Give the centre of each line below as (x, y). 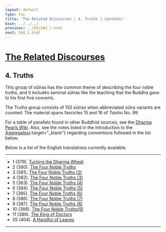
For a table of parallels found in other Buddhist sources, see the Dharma (79, 122)
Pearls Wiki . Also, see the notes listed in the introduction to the (69, 127)
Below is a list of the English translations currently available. (66, 147)
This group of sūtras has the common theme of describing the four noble (79, 87)
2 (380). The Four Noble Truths (44, 167)
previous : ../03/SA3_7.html (34, 28)
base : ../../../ (22, 23)
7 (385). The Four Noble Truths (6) (47, 193)
